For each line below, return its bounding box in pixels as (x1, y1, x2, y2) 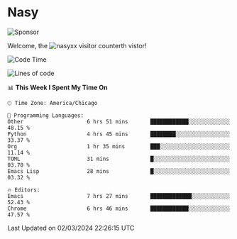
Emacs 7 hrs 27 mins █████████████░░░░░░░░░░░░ (7, 192, 231, 199)
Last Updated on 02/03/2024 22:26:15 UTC (7, 223, 135, 232)
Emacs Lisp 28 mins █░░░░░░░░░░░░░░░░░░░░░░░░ (7, 167, 231, 174)
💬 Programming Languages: (7, 111, 84, 119)
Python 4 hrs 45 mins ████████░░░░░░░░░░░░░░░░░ (7, 130, 231, 138)
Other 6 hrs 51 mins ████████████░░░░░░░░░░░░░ (7, 118, 231, 125)
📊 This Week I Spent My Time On (7, 83, 108, 91)
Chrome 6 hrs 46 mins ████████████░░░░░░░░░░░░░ (7, 205, 231, 212)
